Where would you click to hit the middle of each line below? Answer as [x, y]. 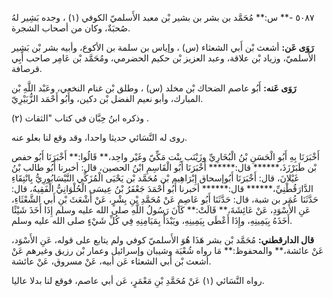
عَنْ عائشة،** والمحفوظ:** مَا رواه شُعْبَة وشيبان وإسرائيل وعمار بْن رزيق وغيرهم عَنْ [167, 250]
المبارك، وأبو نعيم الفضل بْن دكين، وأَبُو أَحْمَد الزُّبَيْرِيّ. [107, 98]
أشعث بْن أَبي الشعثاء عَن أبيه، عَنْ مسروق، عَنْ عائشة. [111, 261]
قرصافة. [27, 68]
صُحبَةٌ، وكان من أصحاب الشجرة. [71, 28]
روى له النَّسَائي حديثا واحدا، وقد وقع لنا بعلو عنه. [99, 137]
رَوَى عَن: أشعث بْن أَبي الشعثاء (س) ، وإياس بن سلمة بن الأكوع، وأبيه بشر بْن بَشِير [162, 47]
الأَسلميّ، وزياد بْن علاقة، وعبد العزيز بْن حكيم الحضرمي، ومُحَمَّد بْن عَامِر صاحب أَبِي [163, 58]
